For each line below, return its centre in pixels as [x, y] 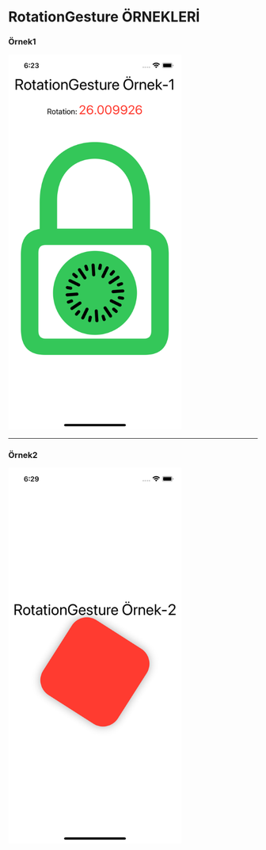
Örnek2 [23, 455]
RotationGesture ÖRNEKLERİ [104, 17]
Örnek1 [22, 42]
